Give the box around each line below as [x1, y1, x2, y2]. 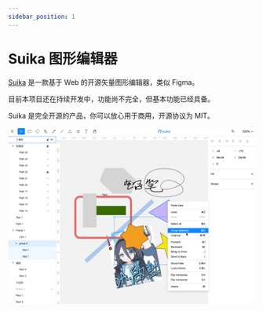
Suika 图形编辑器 [8, 49, 118, 68]
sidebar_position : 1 [8, 13, 76, 20]
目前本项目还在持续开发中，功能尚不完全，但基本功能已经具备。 [8, 94, 214, 104]
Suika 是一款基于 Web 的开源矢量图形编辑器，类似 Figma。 [8, 77, 199, 86]
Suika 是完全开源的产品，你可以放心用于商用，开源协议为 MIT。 [8, 111, 214, 120]
